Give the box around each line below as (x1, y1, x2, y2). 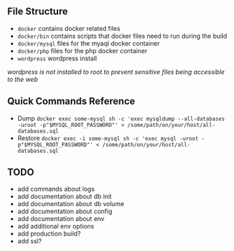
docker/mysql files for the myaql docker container (17, 39, 160, 48)
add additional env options (17, 222, 95, 231)
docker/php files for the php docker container (17, 46, 148, 55)
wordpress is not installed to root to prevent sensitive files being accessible (7, 67, 226, 76)
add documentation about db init (17, 192, 112, 201)
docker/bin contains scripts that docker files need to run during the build (17, 32, 228, 40)
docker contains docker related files (17, 24, 121, 32)
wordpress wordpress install (17, 54, 97, 62)
